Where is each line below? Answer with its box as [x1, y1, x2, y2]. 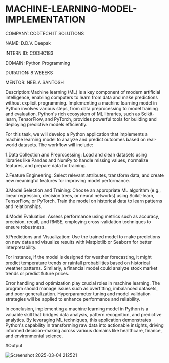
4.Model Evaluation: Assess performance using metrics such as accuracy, [5, 213, 159, 219]
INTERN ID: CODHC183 [5, 50, 54, 56]
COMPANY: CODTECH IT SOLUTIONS [5, 30, 85, 36]
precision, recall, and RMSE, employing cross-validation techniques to [5, 218, 151, 225]
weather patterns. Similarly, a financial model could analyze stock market [5, 265, 158, 271]
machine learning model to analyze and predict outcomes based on [5, 136, 146, 142]
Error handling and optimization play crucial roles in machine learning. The [5, 280, 160, 286]
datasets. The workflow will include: [18, 142, 94, 148]
